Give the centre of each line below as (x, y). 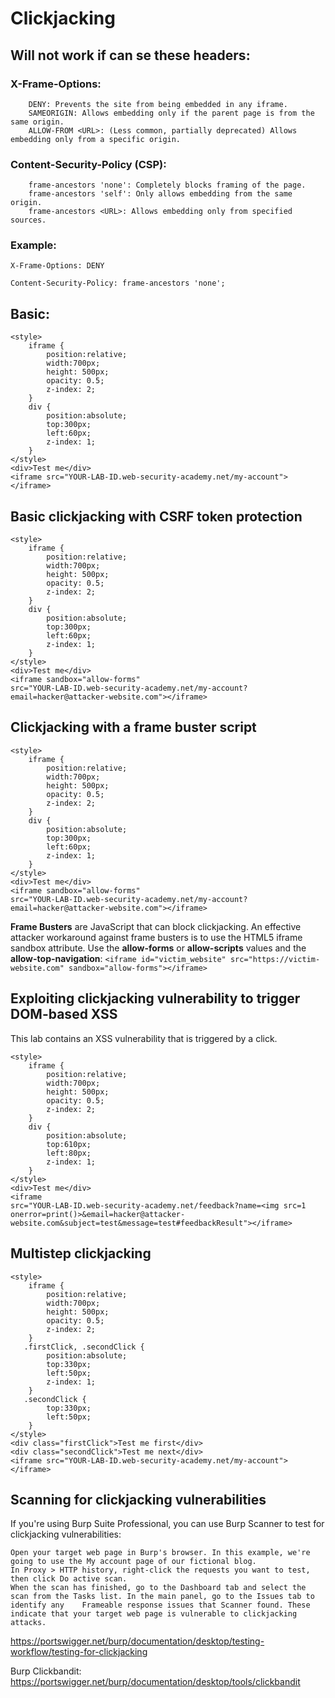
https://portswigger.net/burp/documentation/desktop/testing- (137, 1641)
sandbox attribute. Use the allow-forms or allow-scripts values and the (158, 948)
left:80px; (69, 1153)
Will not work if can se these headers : (130, 55)
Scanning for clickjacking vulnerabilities (138, 1499)
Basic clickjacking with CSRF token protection (156, 516)
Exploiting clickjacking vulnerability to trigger (155, 998)
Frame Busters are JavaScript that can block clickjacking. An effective (156, 926)
